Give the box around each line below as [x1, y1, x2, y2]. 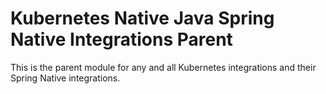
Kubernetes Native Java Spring [10, 7, 275, 30]
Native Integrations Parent [10, 28, 233, 51]
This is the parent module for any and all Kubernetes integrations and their [10, 61, 317, 73]
